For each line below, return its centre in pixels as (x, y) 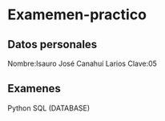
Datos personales (52, 44)
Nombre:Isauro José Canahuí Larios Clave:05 (82, 63)
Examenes (34, 89)
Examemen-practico (77, 15)
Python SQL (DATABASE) (49, 108)
